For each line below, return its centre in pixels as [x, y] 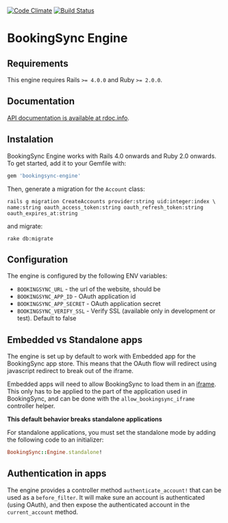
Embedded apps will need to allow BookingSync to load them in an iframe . [112, 384]
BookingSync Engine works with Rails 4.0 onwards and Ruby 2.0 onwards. [112, 156]
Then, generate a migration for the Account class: [76, 189]
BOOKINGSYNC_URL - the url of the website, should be [89, 289]
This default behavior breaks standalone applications [85, 419]
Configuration [38, 259]
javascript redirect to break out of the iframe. [70, 371]
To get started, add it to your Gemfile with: [67, 163]
